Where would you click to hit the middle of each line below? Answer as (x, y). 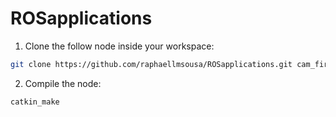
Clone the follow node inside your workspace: (119, 46)
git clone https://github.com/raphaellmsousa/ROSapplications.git (151, 64)
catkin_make (35, 102)
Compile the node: (63, 83)
